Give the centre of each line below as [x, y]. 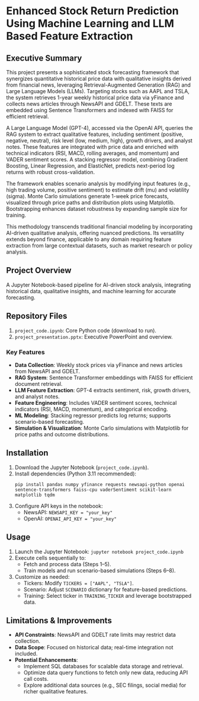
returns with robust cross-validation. [51, 172]
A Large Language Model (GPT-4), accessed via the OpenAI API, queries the [99, 128]
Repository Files [37, 316]
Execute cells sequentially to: [50, 558]
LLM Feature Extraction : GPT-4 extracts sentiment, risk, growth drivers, [103, 390]
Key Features [26, 352]
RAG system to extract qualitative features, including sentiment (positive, [95, 134]
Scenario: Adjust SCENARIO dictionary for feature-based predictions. [105, 589]
